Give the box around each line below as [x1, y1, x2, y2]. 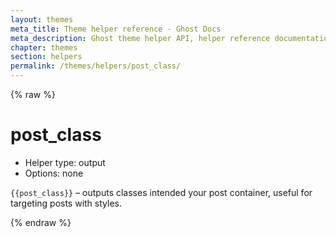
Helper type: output [24, 156, 106, 168]
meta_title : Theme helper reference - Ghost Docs [10, 24, 222, 34]
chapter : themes [10, 42, 78, 53]
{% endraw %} [10, 216, 72, 228]
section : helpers [10, 52, 83, 62]
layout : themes [10, 14, 74, 25]
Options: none [24, 167, 84, 179]
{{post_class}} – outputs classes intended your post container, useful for [10, 186, 313, 198]
